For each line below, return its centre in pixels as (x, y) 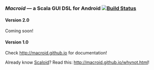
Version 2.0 (17, 20)
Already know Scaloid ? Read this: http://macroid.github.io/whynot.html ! (77, 62)
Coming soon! (19, 31)
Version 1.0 (17, 42)
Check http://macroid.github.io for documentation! (56, 53)
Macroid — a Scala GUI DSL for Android (53, 8)
